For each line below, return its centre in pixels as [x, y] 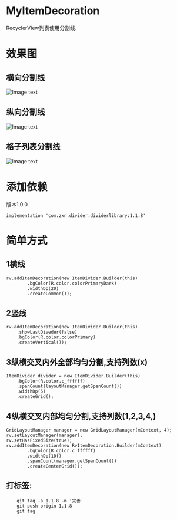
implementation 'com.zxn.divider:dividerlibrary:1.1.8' [76, 215]
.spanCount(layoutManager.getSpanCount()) [69, 386]
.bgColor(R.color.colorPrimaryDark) [72, 283]
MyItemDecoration [53, 11]
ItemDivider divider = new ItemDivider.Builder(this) [74, 376]
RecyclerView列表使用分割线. [41, 28]
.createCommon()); [50, 294]
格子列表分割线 [33, 147]
